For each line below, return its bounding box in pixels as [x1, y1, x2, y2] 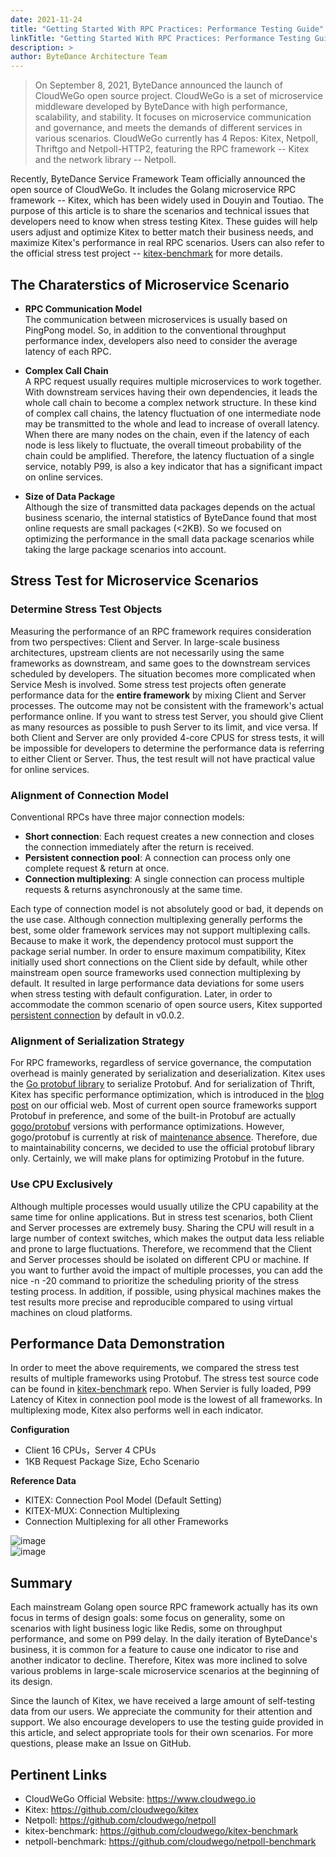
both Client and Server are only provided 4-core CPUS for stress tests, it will [10, 731, 325, 743]
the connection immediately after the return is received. [24, 841, 255, 853]
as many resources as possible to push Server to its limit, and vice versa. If [10, 721, 319, 733]
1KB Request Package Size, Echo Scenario [24, 1456, 200, 1468]
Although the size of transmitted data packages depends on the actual [24, 501, 316, 513]
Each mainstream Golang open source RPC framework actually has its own [10, 1601, 319, 1613]
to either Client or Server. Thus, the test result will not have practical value [10, 752, 316, 765]
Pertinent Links [10, 1766, 108, 1783]
